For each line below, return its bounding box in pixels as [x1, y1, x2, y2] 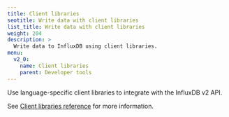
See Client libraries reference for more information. [7, 102, 154, 110]
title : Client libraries [7, 10, 80, 18]
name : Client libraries [20, 62, 89, 69]
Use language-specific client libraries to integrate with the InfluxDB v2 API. [7, 88, 223, 97]
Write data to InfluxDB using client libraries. [13, 43, 158, 50]
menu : [7, 50, 23, 57]
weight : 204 [7, 29, 42, 37]
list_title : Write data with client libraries [7, 23, 145, 30]
